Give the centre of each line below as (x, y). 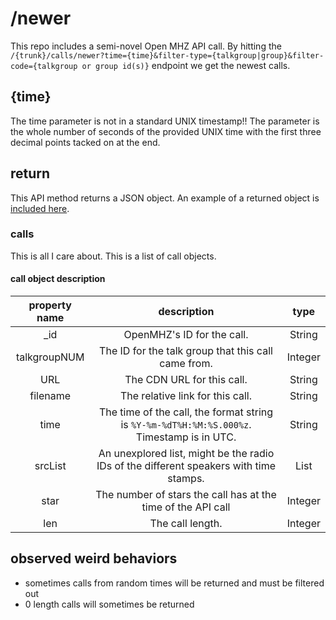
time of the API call (186, 507)
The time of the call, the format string (186, 412)
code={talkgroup (44, 66)
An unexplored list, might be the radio (186, 454)
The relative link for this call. (186, 396)
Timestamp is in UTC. (186, 437)
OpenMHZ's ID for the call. (186, 335)
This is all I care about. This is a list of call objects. (113, 256)
